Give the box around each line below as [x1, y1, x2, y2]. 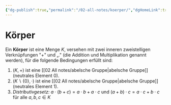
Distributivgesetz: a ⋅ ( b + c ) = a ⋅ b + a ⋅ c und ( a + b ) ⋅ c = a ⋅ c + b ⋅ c [12, 89, 160, 95]
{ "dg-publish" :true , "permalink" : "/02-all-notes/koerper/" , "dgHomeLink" [5, 7, 160, 13]
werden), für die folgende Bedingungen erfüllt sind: [5, 57, 113, 63]
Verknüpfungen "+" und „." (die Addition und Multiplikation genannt [5, 51, 147, 58]
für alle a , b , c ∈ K [12, 94, 51, 100]
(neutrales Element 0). [12, 72, 60, 78]
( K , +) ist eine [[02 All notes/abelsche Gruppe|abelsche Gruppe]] [12, 67, 149, 73]
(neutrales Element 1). [12, 83, 59, 89]
